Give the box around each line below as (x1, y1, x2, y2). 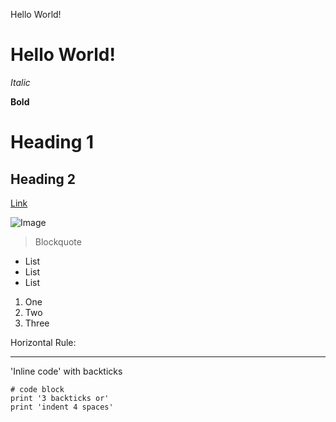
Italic (10, 76, 31, 88)
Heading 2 (10, 170, 77, 188)
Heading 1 (10, 131, 95, 154)
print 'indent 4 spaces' (10, 402, 114, 412)
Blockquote (34, 235, 82, 248)
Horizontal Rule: (10, 336, 77, 348)
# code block (10, 384, 65, 394)
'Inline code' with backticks (10, 365, 123, 377)
